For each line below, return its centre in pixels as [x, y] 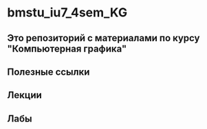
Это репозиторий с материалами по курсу [103, 38]
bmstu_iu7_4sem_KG [67, 13]
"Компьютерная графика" [67, 48]
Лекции [25, 95]
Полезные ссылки [48, 72]
